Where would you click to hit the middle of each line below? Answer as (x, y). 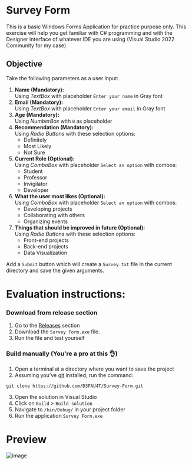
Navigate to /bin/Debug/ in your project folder (70, 409)
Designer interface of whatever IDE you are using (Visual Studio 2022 (90, 39)
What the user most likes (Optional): (60, 196)
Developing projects (48, 209)
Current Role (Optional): (44, 158)
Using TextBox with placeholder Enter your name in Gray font (89, 96)
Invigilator (36, 184)
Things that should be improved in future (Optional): (80, 227)
